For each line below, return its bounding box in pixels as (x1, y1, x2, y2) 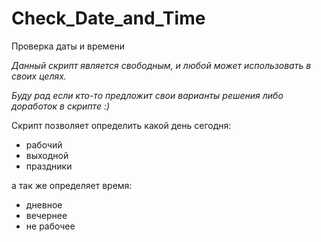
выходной (25, 149, 69, 161)
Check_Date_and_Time (11, 7, 206, 30)
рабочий (25, 138, 63, 151)
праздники (25, 160, 73, 172)
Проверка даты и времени (11, 40, 126, 52)
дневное (25, 198, 63, 211)
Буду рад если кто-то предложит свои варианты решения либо (11, 89, 284, 101)
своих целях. (11, 70, 67, 82)
